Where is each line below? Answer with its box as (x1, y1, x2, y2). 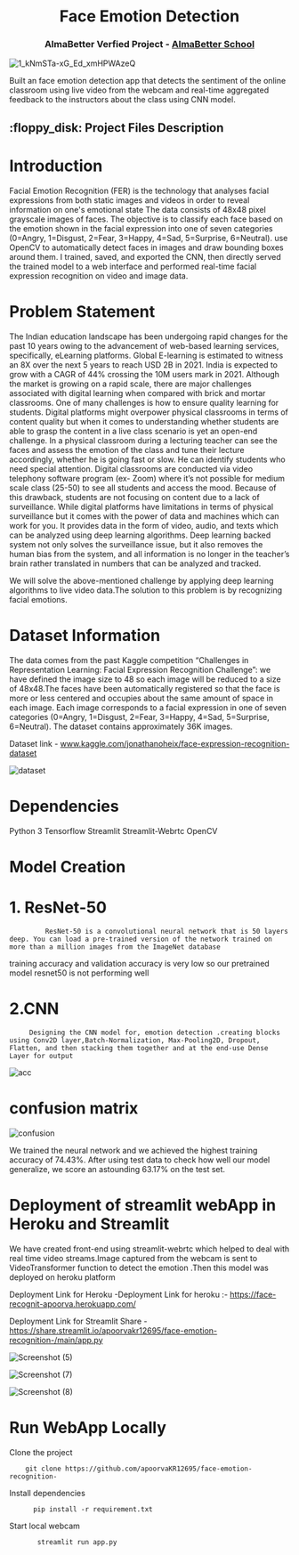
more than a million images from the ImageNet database (9, 942, 221, 952)
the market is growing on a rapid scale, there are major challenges (9, 378, 252, 389)
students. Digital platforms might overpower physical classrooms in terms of (9, 407, 289, 417)
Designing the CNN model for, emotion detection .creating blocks (28, 1028, 280, 1037)
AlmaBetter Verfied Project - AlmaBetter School (44, 38, 255, 51)
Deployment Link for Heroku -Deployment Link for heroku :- (9, 1289, 229, 1300)
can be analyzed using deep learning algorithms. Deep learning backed (9, 530, 271, 540)
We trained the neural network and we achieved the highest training (9, 1145, 258, 1155)
